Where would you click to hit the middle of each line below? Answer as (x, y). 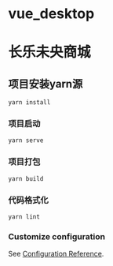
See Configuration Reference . (56, 254)
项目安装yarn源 (46, 84)
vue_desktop (51, 14)
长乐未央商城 (50, 52)
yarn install (29, 103)
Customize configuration (57, 236)
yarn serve (26, 140)
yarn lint (24, 217)
